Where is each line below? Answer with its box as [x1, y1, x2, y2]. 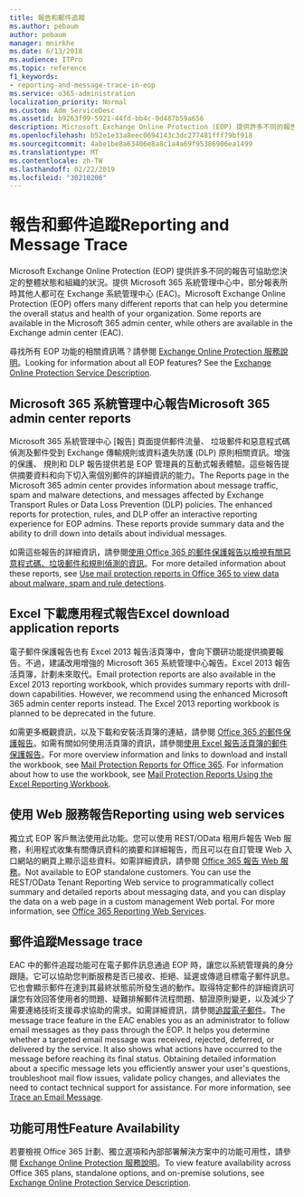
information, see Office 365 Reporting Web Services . [9, 906, 206, 917]
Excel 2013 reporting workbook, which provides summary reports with [9, 679, 271, 689]
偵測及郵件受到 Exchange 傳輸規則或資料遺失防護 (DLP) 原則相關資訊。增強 [9, 447, 290, 458]
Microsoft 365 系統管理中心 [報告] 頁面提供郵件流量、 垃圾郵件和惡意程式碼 [9, 436, 291, 446]
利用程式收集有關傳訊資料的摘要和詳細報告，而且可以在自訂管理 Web [24, 843, 282, 855]
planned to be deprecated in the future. [9, 708, 157, 718]
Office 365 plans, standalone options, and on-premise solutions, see [9, 1168, 265, 1179]
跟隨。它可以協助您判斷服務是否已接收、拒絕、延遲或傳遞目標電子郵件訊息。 [9, 971, 295, 982]
